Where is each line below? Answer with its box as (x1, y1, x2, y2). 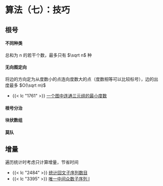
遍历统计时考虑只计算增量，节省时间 (5, 159, 79, 165)
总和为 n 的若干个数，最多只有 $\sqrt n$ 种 (5, 52, 92, 58)
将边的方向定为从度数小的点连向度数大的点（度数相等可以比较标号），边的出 (5, 76, 159, 82)
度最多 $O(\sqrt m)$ (5, 82, 46, 88)
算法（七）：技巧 (5, 4, 70, 16)
